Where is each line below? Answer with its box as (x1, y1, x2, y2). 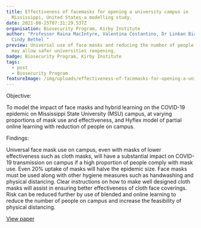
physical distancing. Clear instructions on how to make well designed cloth (6, 178, 190, 185)
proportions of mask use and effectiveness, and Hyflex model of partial (6, 116, 182, 124)
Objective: (6, 92, 32, 100)
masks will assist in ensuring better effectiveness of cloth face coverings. (6, 184, 187, 192)
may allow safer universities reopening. (11, 48, 117, 54)
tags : (6, 59, 20, 65)
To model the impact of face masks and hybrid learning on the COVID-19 (6, 104, 185, 111)
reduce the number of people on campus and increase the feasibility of (6, 197, 182, 205)
